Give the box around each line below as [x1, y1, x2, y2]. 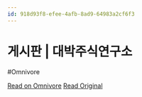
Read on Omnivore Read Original [7, 81, 103, 90]
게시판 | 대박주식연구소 [7, 44, 133, 59]
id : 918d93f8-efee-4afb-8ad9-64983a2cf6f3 [7, 10, 135, 18]
